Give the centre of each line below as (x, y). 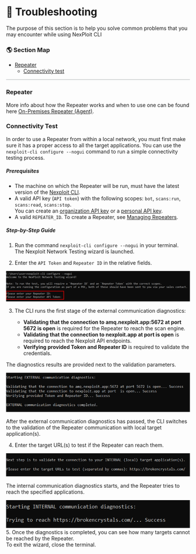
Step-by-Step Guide (31, 230)
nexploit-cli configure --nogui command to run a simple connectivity (92, 151)
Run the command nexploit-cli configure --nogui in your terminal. (97, 245)
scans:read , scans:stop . (43, 204)
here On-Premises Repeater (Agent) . (50, 111)
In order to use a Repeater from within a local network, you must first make (96, 139)
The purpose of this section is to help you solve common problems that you (97, 28)
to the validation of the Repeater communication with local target (84, 428)
